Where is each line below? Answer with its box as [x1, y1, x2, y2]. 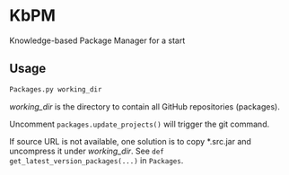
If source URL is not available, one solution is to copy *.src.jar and [9, 136, 251, 146]
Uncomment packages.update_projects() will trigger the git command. [9, 118, 270, 129]
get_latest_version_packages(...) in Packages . [9, 154, 184, 166]
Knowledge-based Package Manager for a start [9, 35, 186, 46]
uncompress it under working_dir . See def [9, 145, 164, 156]
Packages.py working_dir [9, 84, 102, 94]
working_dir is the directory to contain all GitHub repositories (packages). [9, 101, 280, 112]
